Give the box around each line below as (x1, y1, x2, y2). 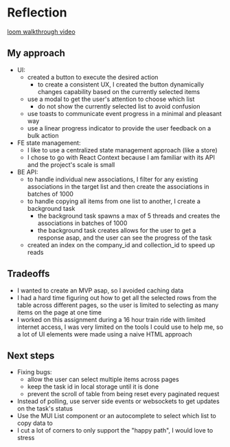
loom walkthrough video (7, 27, 76, 36)
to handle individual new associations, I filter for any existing (27, 175, 198, 183)
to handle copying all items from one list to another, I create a (27, 197, 201, 205)
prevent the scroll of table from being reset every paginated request (27, 390, 220, 398)
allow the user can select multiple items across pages (27, 376, 180, 384)
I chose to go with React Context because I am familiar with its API (27, 153, 215, 161)
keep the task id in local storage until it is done (27, 382, 159, 391)
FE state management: (16, 139, 81, 147)
